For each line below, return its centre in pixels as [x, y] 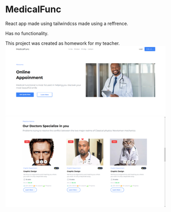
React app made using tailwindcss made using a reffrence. [67, 23]
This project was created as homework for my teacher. [63, 43]
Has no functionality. [27, 33]
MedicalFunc [33, 9]
